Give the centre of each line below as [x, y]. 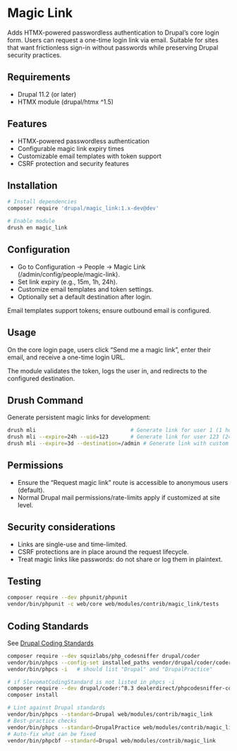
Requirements [39, 77]
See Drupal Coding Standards [50, 643]
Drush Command [45, 400]
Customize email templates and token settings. [85, 289]
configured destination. [41, 378]
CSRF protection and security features [73, 163]
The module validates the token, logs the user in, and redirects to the [107, 371]
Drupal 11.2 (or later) [47, 94]
